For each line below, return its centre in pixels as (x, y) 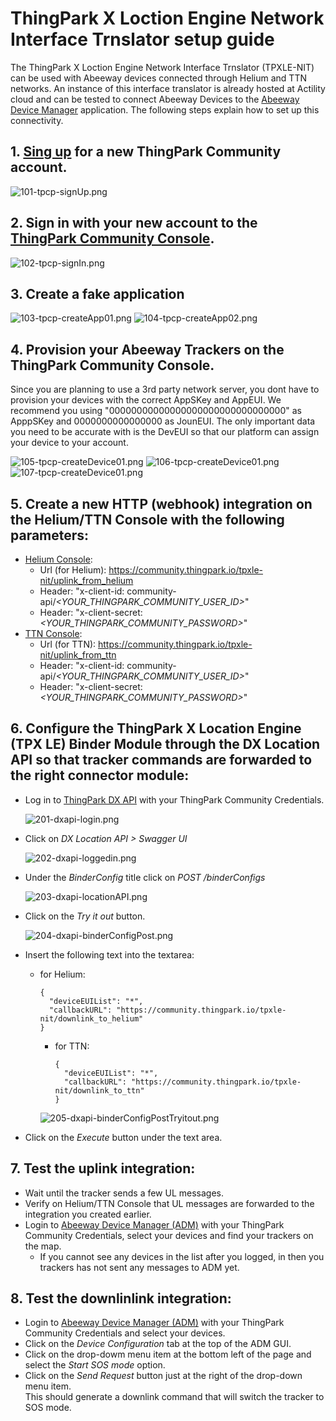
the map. (43, 1246)
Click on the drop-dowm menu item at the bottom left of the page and (168, 1354)
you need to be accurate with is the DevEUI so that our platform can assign (165, 432)
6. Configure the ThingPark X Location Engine (156, 728)
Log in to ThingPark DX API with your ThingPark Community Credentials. (174, 799)
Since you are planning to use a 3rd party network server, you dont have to (165, 389)
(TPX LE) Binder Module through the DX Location (165, 744)
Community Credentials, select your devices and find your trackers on (169, 1235)
